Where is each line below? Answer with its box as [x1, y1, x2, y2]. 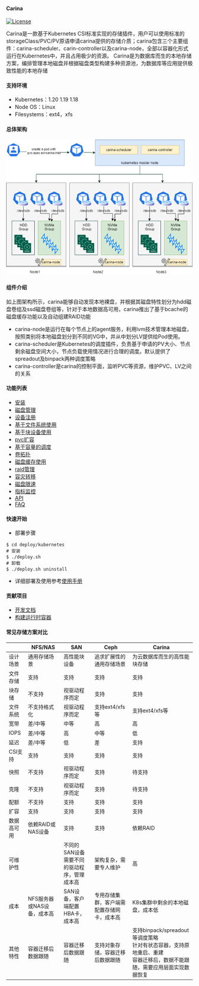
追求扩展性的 [94, 653, 126, 660]
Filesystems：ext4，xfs [14, 111, 73, 118]
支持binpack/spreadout [132, 927, 190, 934]
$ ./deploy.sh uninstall [6, 566, 68, 572]
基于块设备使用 [14, 428, 52, 436]
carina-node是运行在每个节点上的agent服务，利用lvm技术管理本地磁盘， [14, 325, 192, 332]
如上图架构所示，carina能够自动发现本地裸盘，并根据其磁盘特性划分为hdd [6, 298, 187, 305]
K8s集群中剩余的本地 [132, 898, 184, 906]
